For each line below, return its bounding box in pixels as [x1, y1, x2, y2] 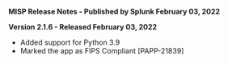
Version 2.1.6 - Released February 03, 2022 [8, 22, 158, 31]
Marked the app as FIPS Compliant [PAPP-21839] [19, 46, 184, 55]
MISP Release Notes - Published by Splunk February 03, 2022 [8, 7, 221, 16]
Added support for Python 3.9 [19, 37, 120, 47]
